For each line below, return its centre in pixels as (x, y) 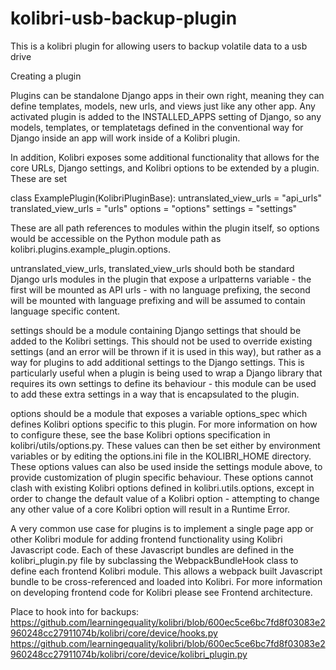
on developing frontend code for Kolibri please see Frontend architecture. (161, 592)
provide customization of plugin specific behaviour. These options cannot (162, 477)
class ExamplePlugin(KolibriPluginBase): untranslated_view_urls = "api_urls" (166, 198)
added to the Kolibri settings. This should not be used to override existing (161, 341)
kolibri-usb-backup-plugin (124, 18)
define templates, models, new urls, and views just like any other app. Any (163, 106)
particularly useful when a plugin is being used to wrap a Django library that (166, 373)
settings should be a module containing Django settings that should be (156, 330)
